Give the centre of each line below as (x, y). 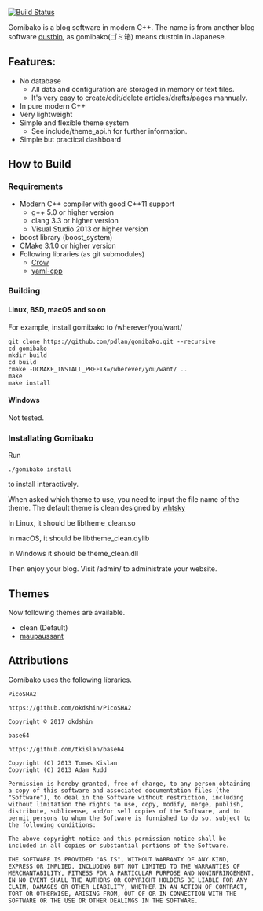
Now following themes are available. (67, 612)
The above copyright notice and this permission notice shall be (117, 839)
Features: (32, 62)
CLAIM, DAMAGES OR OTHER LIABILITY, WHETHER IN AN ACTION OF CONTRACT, (128, 887)
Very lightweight (46, 114)
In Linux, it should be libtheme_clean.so (72, 523)
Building (24, 291)
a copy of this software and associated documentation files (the (119, 791)
